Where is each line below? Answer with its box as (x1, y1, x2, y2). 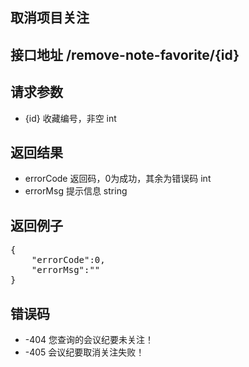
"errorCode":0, (31, 254, 106, 266)
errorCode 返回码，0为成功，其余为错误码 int (24, 173, 212, 185)
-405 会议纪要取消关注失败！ (24, 346, 145, 358)
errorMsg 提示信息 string (24, 185, 128, 197)
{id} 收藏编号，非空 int (24, 112, 117, 124)
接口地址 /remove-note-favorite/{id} (10, 46, 240, 63)
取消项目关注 (10, 9, 90, 27)
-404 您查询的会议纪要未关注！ (24, 334, 155, 346)
